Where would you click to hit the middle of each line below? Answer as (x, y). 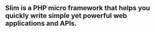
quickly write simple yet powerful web (66, 16)
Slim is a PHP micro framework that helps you (78, 8)
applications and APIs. (41, 23)
